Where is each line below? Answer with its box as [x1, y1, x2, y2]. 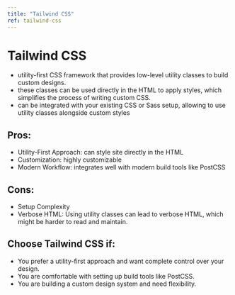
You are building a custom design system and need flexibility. [17, 279, 197, 288]
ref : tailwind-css [7, 17, 62, 24]
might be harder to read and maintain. [17, 218, 128, 226]
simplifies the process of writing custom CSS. [17, 94, 151, 102]
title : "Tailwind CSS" [7, 10, 74, 18]
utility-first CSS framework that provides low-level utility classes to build [17, 71, 229, 79]
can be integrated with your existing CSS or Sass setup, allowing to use [17, 101, 227, 110]
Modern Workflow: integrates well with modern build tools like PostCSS [17, 163, 226, 172]
